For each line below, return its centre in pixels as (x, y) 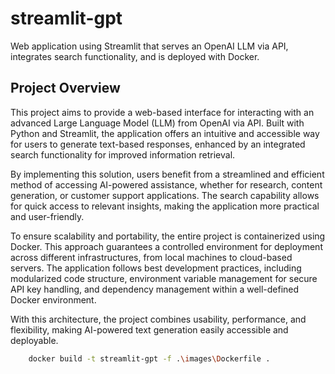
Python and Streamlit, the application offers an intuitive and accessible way (165, 133)
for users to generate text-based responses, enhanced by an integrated (158, 144)
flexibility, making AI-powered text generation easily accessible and (149, 329)
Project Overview (65, 88)
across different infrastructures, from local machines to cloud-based (151, 257)
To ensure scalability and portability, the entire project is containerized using (168, 236)
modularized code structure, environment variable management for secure (164, 278)
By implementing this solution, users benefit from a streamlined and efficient (167, 174)
